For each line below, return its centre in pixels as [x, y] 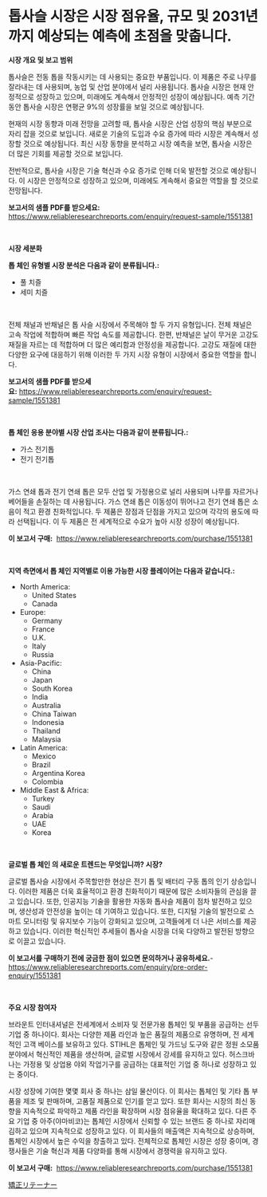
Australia [46, 705]
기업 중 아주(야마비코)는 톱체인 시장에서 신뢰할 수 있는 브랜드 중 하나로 [125, 1120]
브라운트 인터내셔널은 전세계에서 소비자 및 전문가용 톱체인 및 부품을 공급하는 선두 [134, 1024]
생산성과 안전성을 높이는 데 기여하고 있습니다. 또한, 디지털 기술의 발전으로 [132, 911]
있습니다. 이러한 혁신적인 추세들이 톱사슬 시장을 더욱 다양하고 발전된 [128, 931]
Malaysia [46, 739]
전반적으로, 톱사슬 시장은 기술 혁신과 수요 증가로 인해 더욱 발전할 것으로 [119, 170]
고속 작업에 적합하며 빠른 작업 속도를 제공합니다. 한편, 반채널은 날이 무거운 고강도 [133, 334]
